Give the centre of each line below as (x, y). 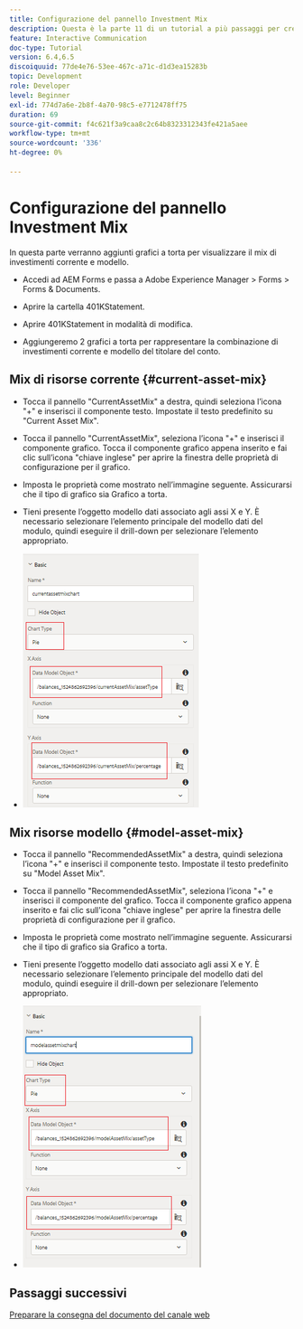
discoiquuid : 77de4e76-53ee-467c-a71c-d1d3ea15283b (108, 67)
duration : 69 (34, 114)
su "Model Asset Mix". (64, 873)
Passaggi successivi (69, 1293)
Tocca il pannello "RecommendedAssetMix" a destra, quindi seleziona (153, 854)
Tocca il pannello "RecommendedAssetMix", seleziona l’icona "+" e (147, 891)
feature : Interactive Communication (78, 38)
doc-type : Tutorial (46, 48)
